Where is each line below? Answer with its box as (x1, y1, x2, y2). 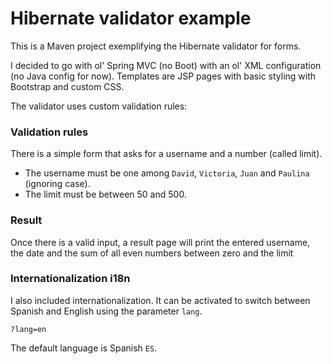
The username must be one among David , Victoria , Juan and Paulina (24, 167, 310, 179)
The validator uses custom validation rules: (10, 100, 188, 112)
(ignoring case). (24, 178, 91, 190)
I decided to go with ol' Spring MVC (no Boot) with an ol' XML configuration (10, 59, 322, 71)
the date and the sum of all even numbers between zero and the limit (10, 247, 294, 259)
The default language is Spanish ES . (10, 342, 158, 354)
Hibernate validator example (10, 7, 252, 30)
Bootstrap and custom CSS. (10, 80, 125, 92)
